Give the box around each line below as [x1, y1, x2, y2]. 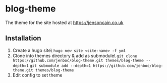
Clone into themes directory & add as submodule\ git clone [12, 52, 137, 58]
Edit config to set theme [12, 72, 63, 78]
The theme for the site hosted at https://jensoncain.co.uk [5, 19, 124, 25]
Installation [5, 34, 41, 42]
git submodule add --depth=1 [29, 63, 91, 68]
